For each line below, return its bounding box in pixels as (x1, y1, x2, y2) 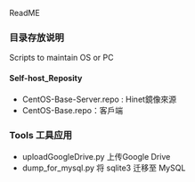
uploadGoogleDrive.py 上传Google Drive (21, 151, 171, 161)
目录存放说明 (9, 31, 65, 44)
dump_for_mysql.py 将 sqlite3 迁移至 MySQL (21, 162, 186, 173)
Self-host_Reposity (9, 72, 83, 83)
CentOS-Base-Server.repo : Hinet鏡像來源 (21, 94, 176, 104)
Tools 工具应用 (9, 129, 73, 142)
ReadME (9, 8, 40, 18)
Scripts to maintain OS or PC (9, 53, 114, 63)
